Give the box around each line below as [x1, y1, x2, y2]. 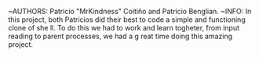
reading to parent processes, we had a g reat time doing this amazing [8, 31, 233, 41]
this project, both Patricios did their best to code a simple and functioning [8, 15, 246, 24]
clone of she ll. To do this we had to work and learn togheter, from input [8, 23, 240, 32]
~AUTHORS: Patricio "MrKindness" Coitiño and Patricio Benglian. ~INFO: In [8, 7, 252, 16]
